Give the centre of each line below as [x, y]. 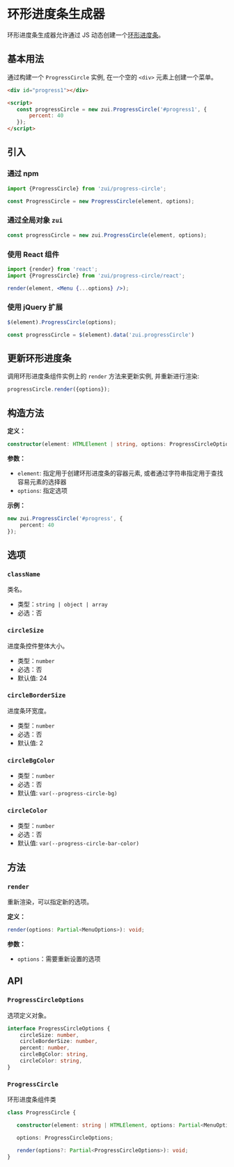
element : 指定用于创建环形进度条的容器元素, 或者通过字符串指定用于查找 [120, 473]
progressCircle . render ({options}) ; [59, 390]
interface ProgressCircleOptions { [59, 1028]
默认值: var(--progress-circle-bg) [67, 793]
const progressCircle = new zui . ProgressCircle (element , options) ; [107, 235]
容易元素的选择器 [42, 482]
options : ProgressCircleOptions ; [65, 1138]
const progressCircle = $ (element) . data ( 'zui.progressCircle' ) [101, 335]
